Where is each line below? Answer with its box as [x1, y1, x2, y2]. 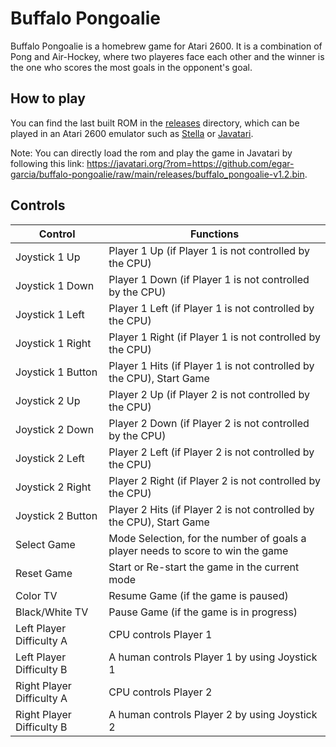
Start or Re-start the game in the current [108, 560, 300, 574]
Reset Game [15, 566, 73, 580]
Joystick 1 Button [15, 365, 98, 379]
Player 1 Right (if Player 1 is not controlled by [108, 330, 321, 344]
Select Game [15, 537, 76, 551]
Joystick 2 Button [15, 508, 98, 522]
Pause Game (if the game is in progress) [108, 605, 298, 619]
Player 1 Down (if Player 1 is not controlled [108, 272, 310, 286]
